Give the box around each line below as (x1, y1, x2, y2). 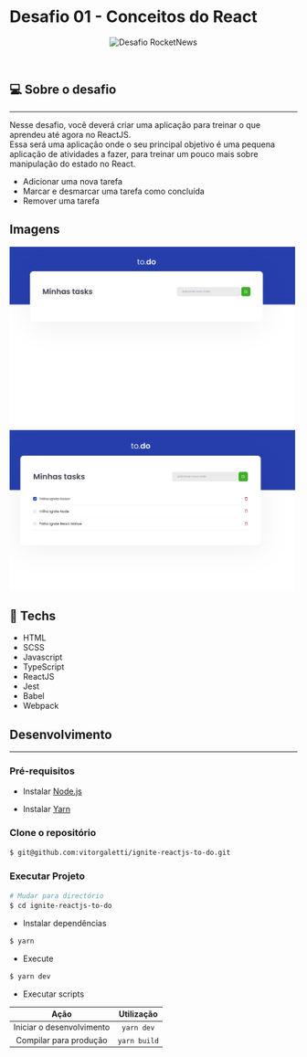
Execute (22, 953, 54, 964)
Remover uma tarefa (22, 195, 100, 206)
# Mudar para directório (9, 892, 104, 901)
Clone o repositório (9, 826, 97, 839)
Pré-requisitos (9, 765, 75, 777)
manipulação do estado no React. (9, 158, 136, 169)
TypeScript (22, 661, 65, 672)
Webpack (22, 701, 59, 712)
